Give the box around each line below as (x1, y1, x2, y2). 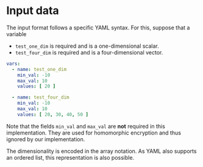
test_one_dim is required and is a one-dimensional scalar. (15, 42, 160, 50)
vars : (6, 61, 20, 67)
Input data (6, 4, 59, 18)
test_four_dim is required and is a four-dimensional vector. (15, 48, 163, 56)
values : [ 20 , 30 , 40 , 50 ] (17, 111, 88, 117)
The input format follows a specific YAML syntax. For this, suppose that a (6, 24, 190, 31)
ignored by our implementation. (6, 135, 85, 143)
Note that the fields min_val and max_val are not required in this (6, 122, 166, 130)
